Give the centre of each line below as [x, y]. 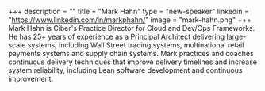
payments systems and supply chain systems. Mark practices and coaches [131, 53]
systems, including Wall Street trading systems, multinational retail [136, 45]
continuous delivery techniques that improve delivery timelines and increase [133, 62]
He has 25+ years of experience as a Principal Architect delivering [117, 36]
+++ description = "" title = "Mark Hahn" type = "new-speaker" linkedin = [129, 11]
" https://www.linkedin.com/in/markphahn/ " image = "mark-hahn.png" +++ [130, 20]
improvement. [31, 79]
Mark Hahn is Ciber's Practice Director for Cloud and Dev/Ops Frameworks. [132, 28]
